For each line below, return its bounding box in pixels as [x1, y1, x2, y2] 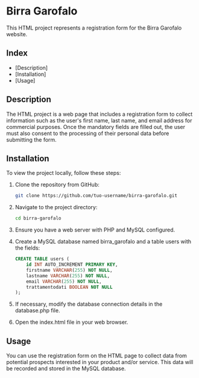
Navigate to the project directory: [14, 204, 98, 211]
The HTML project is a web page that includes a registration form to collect [6, 110, 193, 118]
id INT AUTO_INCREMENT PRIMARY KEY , [26, 262, 118, 268]
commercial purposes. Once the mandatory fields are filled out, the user [6, 123, 186, 130]
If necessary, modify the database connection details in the [14, 300, 163, 308]
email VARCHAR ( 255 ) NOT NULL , [26, 279, 102, 285]
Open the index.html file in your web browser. [14, 318, 128, 326]
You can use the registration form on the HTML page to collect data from [6, 352, 187, 359]
